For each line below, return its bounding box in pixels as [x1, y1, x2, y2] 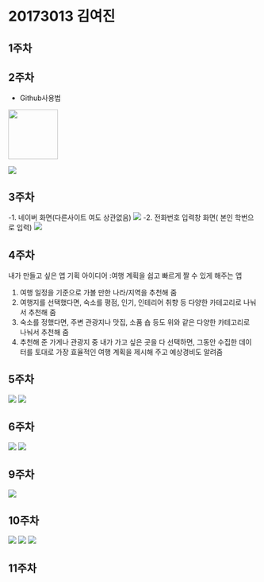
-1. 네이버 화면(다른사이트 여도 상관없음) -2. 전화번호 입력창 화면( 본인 [8, 213, 234, 222]
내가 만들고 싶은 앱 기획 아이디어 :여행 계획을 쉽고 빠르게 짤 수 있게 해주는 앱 [8, 271, 243, 280]
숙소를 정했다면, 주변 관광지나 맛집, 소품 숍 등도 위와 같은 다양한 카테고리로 [19, 318, 251, 327]
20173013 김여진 [8, 7, 116, 25]
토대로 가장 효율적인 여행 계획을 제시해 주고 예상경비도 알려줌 [34, 347, 224, 357]
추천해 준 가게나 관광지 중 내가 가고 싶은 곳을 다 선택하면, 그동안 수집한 [19, 337, 238, 347]
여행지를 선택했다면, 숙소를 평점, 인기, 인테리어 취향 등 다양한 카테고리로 [19, 298, 242, 307]
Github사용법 [19, 93, 61, 103]
